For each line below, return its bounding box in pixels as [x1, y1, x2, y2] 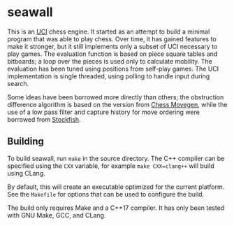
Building [7, 136, 44, 148]
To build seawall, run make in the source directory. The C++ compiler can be [7, 154, 225, 162]
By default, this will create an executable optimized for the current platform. [7, 183, 225, 191]
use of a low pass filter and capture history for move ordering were [7, 108, 200, 116]
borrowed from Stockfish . [7, 115, 82, 123]
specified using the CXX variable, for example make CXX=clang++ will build [7, 162, 214, 170]
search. [7, 79, 29, 87]
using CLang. [7, 169, 45, 177]
